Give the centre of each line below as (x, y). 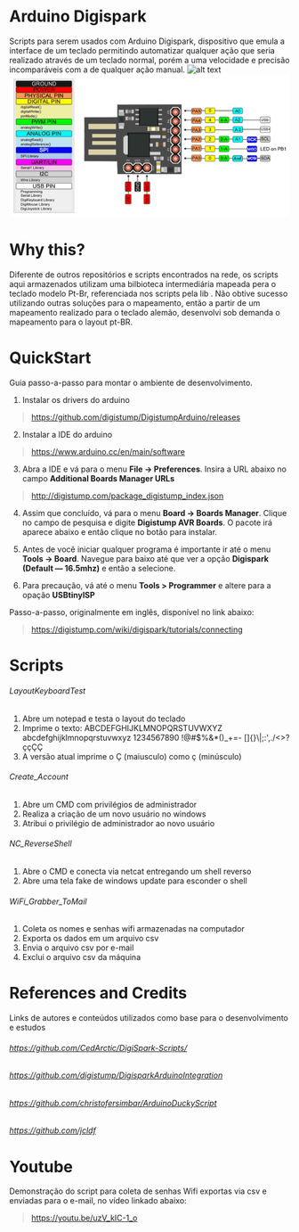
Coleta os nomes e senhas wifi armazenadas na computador (133, 929)
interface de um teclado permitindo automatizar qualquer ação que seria (142, 50)
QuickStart (50, 358)
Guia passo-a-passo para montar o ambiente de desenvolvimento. (131, 383)
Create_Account (39, 776)
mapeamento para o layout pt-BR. (71, 322)
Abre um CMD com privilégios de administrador (109, 804)
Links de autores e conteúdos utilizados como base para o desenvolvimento (149, 1018)
